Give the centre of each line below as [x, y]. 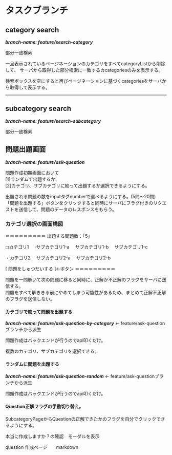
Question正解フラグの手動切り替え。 [44, 406]
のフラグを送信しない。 [30, 299]
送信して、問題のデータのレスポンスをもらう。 [68, 209]
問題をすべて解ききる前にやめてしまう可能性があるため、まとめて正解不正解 [86, 292]
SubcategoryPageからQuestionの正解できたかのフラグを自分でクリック [81, 419]
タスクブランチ [37, 11]
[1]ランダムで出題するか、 [33, 179]
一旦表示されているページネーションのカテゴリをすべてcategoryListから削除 [85, 64]
